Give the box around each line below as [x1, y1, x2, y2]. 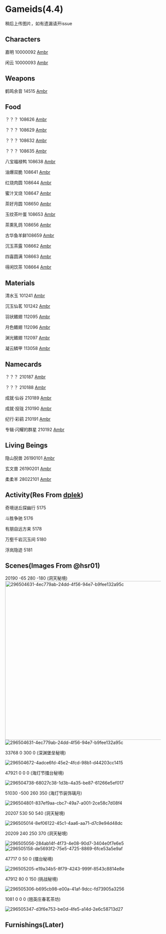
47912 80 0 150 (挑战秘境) [5, 876, 58, 882]
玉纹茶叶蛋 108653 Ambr [5, 211, 56, 217]
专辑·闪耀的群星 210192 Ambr [5, 427, 65, 432]
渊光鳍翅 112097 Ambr [5, 335, 50, 341]
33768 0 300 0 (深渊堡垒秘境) [5, 750, 66, 756]
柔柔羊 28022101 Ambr [5, 476, 51, 482]
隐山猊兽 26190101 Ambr [5, 455, 55, 461]
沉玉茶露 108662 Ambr [5, 243, 51, 249]
